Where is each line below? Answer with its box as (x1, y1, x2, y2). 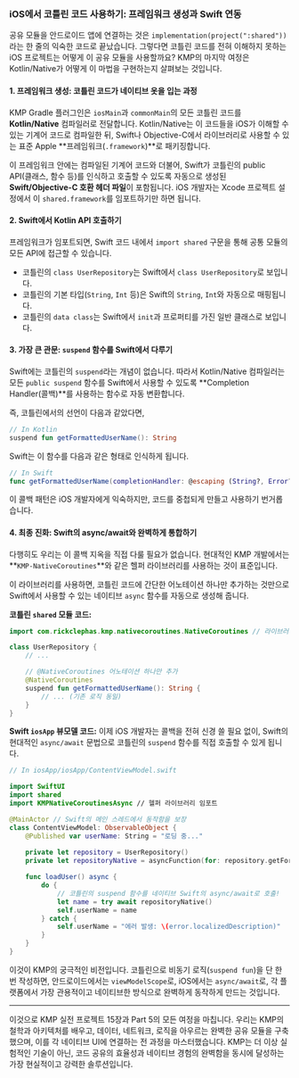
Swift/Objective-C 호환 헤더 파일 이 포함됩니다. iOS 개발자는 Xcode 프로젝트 (9, 181, 277, 193)
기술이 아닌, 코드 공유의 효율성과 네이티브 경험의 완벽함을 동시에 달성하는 (32, 1047, 285, 1058)
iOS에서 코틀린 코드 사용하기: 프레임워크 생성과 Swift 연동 (9, 7, 242, 20)
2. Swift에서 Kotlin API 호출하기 (9, 215, 122, 226)
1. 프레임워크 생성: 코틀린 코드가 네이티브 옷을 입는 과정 (9, 85, 198, 95)
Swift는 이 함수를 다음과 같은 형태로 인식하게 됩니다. (9, 451, 190, 461)
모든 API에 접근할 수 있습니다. (9, 247, 112, 258)
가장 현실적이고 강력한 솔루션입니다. (9, 1058, 133, 1069)
